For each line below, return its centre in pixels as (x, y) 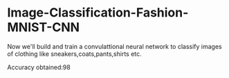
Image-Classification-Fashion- (98, 13)
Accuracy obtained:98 (39, 67)
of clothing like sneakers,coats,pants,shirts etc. (74, 54)
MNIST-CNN (44, 27)
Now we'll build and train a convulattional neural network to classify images (115, 46)
